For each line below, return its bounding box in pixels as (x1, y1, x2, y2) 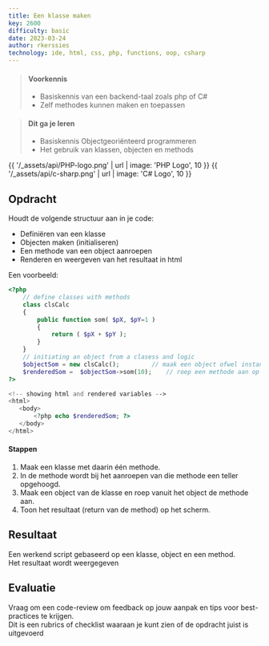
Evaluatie (8, 581, 56, 595)
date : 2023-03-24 (8, 34, 66, 43)
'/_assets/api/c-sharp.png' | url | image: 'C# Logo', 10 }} (8, 169, 192, 179)
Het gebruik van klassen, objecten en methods (39, 145, 194, 155)
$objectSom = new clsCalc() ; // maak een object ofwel (22, 360, 239, 368)
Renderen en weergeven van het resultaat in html (19, 254, 183, 265)
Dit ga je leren (27, 118, 75, 128)
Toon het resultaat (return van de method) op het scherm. (19, 505, 211, 514)
